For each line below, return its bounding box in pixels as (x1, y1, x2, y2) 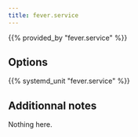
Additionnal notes (8, 99, 97, 112)
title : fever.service (8, 11, 79, 20)
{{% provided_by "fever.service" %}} (8, 33, 128, 42)
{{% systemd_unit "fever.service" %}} (8, 76, 131, 86)
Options (8, 56, 49, 69)
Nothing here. (8, 120, 53, 129)
